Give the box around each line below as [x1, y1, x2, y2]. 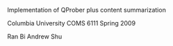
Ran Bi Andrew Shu [7, 32, 63, 41]
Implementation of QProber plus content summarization [7, 6, 167, 14]
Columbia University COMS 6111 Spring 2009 [7, 19, 136, 27]
